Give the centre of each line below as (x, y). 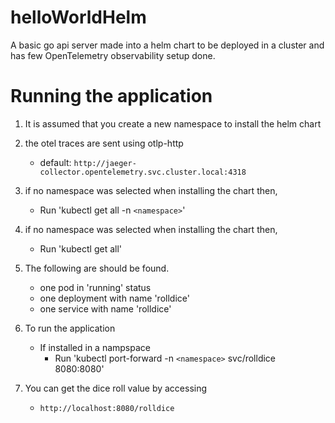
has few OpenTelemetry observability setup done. (113, 55)
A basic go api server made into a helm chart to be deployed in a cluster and (167, 45)
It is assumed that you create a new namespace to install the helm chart (173, 123)
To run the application (70, 328)
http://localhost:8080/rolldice (107, 408)
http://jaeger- (105, 163)
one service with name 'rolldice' (105, 308)
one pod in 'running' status (95, 287)
